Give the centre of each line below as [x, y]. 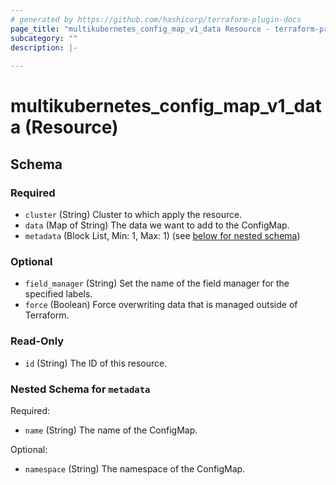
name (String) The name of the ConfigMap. [111, 430]
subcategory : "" [44, 38]
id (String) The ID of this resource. [96, 363]
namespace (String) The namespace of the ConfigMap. [135, 468]
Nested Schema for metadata [80, 389]
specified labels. [58, 294]
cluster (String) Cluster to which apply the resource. [133, 214]
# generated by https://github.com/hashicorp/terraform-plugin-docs [156, 19]
